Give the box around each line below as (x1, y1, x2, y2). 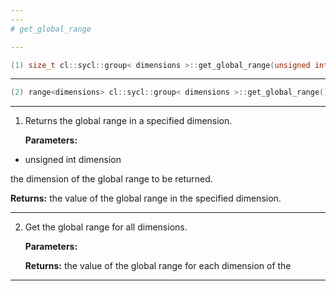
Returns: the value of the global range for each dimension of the (24, 260, 292, 272)
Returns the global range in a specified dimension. (24, 115, 233, 127)
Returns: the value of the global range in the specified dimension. (10, 192, 282, 205)
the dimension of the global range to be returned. (10, 173, 213, 185)
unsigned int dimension (24, 154, 122, 166)
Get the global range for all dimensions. (24, 221, 188, 233)
